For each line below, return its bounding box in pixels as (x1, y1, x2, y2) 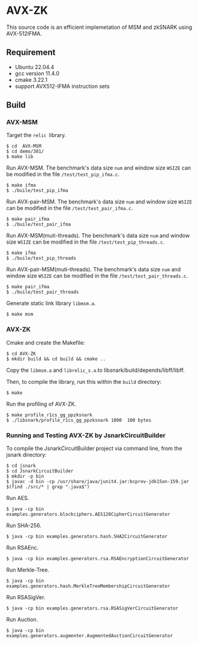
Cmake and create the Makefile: (6, 339, 85, 346)
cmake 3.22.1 (14, 76, 48, 83)
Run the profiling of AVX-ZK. (6, 400, 77, 407)
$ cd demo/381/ (6, 149, 44, 155)
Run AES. (6, 495, 29, 502)
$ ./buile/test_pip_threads (6, 255, 77, 262)
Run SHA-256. (6, 522, 42, 529)
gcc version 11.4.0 (14, 70, 60, 77)
